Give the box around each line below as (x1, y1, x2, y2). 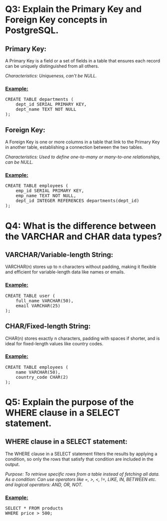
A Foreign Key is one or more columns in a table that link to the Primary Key (5, 139, 160, 145)
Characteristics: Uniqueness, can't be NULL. (5, 73, 97, 78)
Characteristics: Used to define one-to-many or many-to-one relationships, (5, 154, 161, 160)
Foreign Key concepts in (5, 14, 108, 25)
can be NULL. (5, 159, 34, 165)
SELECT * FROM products (5, 506, 63, 511)
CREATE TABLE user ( (5, 293, 56, 298)
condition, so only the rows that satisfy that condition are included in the (5, 456, 154, 462)
